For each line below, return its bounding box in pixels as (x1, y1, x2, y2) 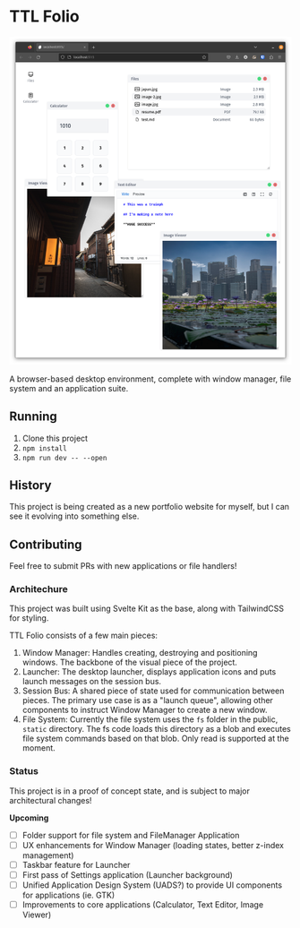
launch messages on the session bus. (21, 676, 162, 687)
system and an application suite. (9, 382, 129, 393)
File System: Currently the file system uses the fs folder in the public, (21, 714, 279, 725)
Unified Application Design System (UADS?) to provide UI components (21, 880, 283, 890)
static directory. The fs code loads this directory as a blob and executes (21, 724, 291, 735)
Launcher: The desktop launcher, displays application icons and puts (21, 666, 277, 677)
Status (9, 765, 39, 778)
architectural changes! (9, 795, 92, 805)
